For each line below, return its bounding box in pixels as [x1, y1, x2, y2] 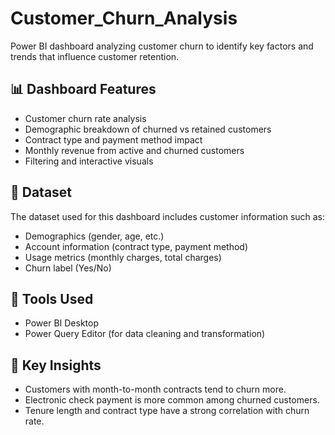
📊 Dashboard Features [10, 81, 157, 98]
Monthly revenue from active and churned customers [24, 144, 245, 156]
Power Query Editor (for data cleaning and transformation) [24, 328, 266, 340]
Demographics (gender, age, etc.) [24, 230, 165, 242]
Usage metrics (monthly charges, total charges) [24, 251, 222, 263]
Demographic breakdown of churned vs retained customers [24, 123, 272, 135]
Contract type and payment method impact [24, 133, 203, 146]
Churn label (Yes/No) [24, 262, 112, 274]
